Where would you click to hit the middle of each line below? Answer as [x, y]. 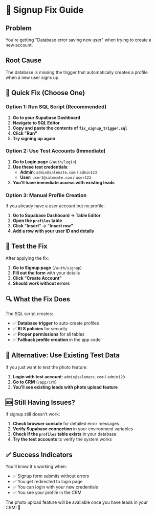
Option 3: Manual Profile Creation [46, 195]
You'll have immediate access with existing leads [64, 182]
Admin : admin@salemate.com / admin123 [58, 172]
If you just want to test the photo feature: [47, 367]
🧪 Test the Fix [27, 246]
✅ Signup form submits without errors [51, 476]
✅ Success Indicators [39, 454]
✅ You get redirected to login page [47, 482]
